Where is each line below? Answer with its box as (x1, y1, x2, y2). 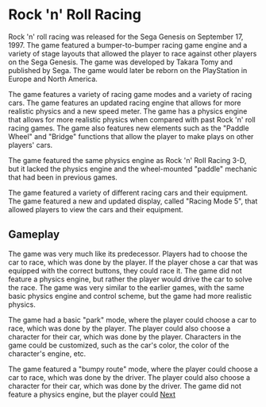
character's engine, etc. (8, 348, 87, 359)
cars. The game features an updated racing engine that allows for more (8, 98, 241, 107)
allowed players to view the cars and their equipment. (8, 204, 184, 214)
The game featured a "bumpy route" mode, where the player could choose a (8, 364, 258, 374)
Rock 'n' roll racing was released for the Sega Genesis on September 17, (8, 32, 244, 41)
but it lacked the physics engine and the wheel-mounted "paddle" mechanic (8, 164, 258, 173)
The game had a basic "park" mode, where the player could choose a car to (8, 315, 256, 324)
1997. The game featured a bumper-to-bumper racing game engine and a (8, 40, 248, 49)
